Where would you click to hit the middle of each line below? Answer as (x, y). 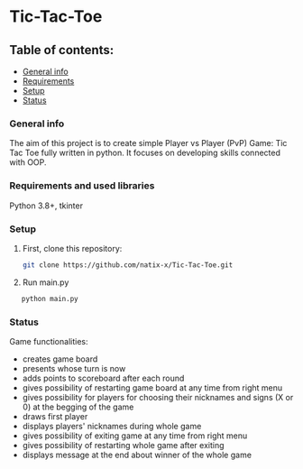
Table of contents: (62, 50)
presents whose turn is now (74, 368)
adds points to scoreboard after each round (103, 378)
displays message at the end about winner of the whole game (137, 455)
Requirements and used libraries (82, 186)
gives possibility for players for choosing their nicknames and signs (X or (158, 397)
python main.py (50, 299)
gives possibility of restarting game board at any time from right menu (152, 387)
